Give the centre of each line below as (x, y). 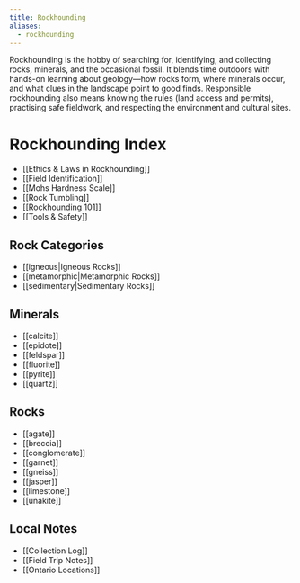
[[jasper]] (40, 481)
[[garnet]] (40, 462)
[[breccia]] (42, 443)
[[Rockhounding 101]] (62, 207)
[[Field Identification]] (62, 179)
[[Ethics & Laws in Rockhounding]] (86, 169)
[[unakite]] (42, 500)
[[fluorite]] (41, 364)
